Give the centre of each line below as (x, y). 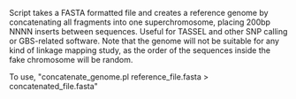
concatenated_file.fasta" (54, 86)
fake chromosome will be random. (71, 60)
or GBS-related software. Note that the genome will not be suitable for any (144, 41)
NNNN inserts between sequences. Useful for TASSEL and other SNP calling (148, 31)
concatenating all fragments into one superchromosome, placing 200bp (140, 22)
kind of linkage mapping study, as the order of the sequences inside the (140, 50)
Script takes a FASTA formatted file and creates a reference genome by (139, 13)
